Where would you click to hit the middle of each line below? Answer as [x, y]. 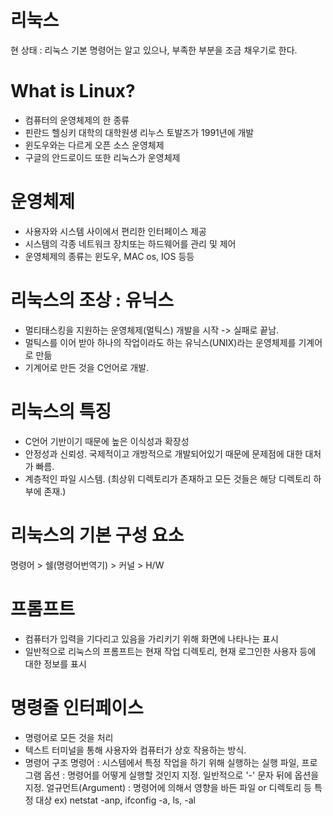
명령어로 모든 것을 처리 [69, 737]
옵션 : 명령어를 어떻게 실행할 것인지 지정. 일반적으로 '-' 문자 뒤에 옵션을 [181, 775]
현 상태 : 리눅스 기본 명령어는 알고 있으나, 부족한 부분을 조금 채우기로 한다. [154, 50]
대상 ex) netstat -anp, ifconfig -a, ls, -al [115, 800]
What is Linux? [73, 91]
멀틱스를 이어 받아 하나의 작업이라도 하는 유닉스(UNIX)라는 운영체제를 [160, 342]
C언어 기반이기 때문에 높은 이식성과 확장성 [107, 441]
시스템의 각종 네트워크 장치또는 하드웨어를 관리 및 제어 [130, 243]
